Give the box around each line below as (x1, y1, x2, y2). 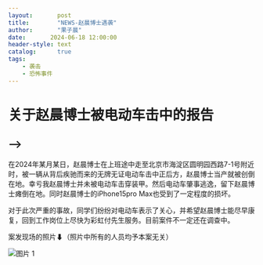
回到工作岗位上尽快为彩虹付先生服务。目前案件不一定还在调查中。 (21, 215, 235, 224)
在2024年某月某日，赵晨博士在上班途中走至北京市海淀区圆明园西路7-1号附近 (8, 159, 254, 169)
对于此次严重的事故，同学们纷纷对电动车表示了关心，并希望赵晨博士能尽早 (8, 205, 248, 215)
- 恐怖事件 (22, 70, 53, 78)
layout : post (8, 11, 72, 20)
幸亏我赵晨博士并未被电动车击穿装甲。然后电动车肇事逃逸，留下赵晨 (28, 179, 248, 188)
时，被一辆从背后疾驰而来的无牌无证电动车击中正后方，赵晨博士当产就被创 (8, 169, 248, 179)
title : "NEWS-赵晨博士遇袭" (8, 19, 117, 27)
